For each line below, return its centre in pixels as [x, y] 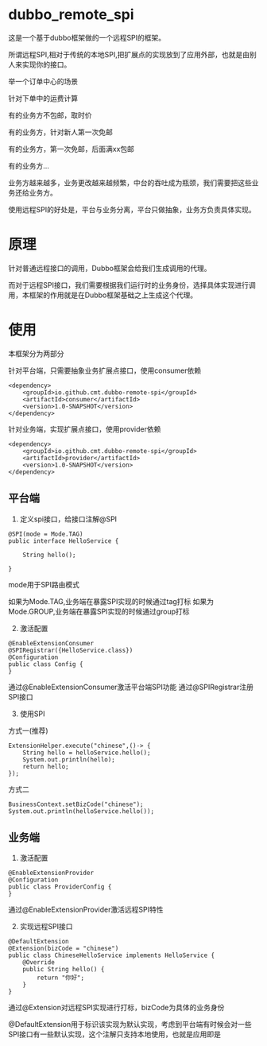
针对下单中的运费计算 [43, 98]
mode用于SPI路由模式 [44, 584]
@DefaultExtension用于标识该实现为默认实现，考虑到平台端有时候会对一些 [130, 1025]
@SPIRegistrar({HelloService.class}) [71, 650]
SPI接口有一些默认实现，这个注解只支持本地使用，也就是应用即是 [114, 1034]
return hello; [46, 766]
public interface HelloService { [64, 541]
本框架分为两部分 [36, 353]
